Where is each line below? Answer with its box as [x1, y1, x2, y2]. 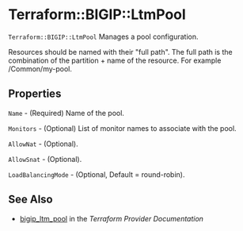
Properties [8, 87, 62, 101]
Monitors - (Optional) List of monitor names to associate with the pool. [8, 123, 237, 133]
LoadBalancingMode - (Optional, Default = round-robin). [8, 169, 185, 179]
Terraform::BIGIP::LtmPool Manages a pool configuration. [8, 32, 199, 41]
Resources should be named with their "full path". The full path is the [8, 47, 233, 56]
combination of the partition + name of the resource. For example [8, 56, 222, 65]
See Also [8, 193, 53, 206]
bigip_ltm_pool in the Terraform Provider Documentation [19, 214, 204, 223]
